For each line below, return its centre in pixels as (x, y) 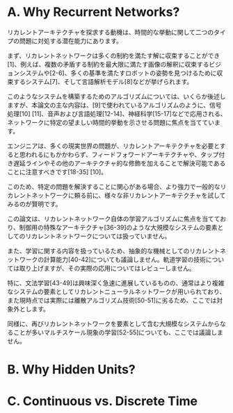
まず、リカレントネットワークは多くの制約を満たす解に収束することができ (114, 56)
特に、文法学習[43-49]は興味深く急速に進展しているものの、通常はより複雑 (116, 283)
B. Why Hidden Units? (71, 370)
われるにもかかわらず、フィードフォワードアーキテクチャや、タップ (122, 154)
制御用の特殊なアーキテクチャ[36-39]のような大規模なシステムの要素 (118, 227)
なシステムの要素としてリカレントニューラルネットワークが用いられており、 (116, 292)
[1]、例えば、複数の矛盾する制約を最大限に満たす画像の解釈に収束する (108, 64)
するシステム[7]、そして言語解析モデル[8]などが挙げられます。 (103, 81)
